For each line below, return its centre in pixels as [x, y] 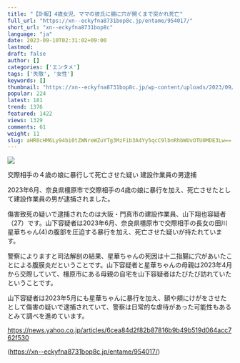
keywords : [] [27, 80]
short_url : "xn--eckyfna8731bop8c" [60, 27]
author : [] [24, 61]
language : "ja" [30, 34]
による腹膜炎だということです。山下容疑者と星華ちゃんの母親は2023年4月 [123, 265]
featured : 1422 [30, 114]
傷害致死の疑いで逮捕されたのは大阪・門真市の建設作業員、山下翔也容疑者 [117, 214]
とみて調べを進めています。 [48, 316]
